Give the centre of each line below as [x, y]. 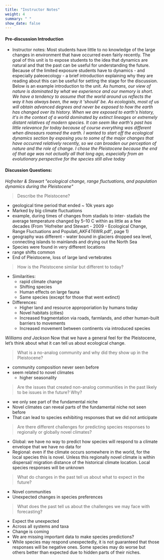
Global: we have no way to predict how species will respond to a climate [85, 442]
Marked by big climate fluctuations [47, 210]
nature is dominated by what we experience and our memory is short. [82, 92]
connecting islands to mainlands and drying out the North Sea [75, 242]
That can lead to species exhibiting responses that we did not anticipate [85, 417]
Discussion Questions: [29, 170]
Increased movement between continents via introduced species [85, 328]
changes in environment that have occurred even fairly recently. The [81, 55]
